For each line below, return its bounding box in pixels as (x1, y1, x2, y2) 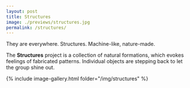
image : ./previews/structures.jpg (6, 19, 91, 25)
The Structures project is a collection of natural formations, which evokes (6, 52, 184, 58)
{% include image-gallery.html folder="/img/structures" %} (6, 75, 148, 82)
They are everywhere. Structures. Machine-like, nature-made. (6, 41, 156, 47)
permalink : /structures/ (6, 24, 67, 31)
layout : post (6, 8, 38, 14)
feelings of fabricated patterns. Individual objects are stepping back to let (6, 58, 183, 65)
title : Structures (6, 14, 51, 20)
